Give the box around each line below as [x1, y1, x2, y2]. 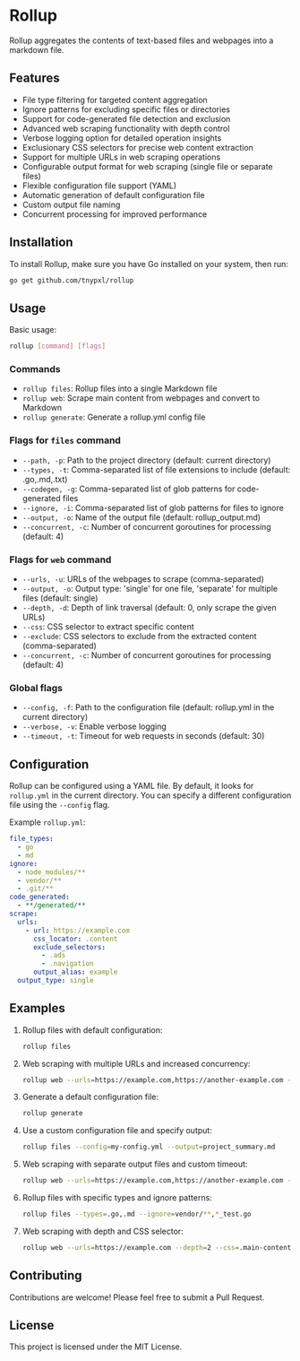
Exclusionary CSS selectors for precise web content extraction [21, 142, 253, 152]
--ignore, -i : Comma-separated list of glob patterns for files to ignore [21, 502, 284, 513]
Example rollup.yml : [9, 817, 86, 828]
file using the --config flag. [9, 800, 110, 811]
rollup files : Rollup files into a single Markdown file [21, 383, 218, 394]
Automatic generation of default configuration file [21, 189, 205, 200]
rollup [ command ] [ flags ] [9, 342, 106, 351]
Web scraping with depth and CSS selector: [21, 1226, 184, 1236]
